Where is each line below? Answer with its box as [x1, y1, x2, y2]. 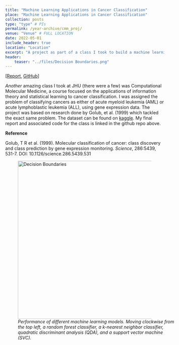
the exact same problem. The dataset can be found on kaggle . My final [5, 115, 152, 121]
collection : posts [5, 17, 44, 22]
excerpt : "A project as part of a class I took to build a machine [5, 50, 150, 55]
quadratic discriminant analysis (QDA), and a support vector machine [18, 329, 163, 335]
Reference [5, 130, 28, 137]
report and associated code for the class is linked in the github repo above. [5, 120, 161, 126]
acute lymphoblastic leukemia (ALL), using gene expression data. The [5, 104, 150, 110]
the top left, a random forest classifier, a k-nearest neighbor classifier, [18, 324, 164, 330]
